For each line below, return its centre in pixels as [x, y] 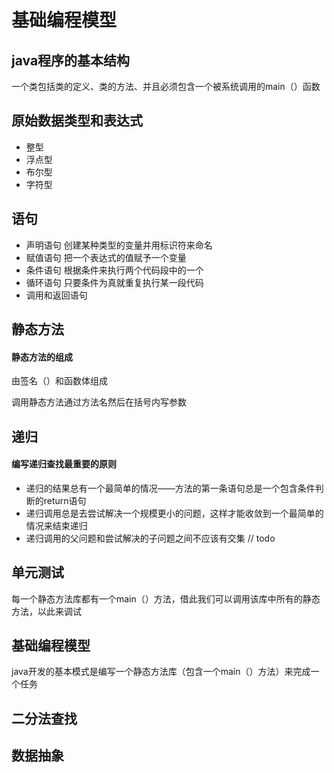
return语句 [65, 500]
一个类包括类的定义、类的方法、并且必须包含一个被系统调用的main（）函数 [166, 86]
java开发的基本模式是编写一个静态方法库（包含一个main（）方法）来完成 [161, 672]
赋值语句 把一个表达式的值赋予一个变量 [106, 257]
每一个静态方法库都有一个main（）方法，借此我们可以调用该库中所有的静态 [166, 598]
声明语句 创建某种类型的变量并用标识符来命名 [119, 245]
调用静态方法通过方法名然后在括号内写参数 [99, 402]
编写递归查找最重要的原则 [64, 464]
